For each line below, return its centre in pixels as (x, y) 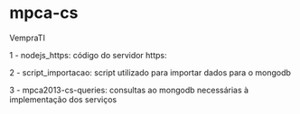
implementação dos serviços (63, 99)
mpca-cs (44, 13)
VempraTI (27, 38)
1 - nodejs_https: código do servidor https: (88, 55)
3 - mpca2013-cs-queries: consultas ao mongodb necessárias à (129, 90)
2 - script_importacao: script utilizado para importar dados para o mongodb (150, 72)
